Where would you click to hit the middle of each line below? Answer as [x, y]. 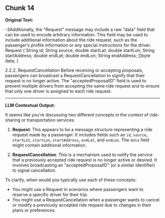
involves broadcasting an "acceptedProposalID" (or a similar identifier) [83, 165]
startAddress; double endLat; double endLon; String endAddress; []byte [78, 55]
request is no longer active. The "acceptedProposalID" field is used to [76, 81]
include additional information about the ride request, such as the [71, 40]
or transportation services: [48, 120]
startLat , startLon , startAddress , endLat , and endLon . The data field [81, 140]
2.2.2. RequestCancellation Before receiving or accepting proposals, [74, 70]
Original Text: [19, 20]
